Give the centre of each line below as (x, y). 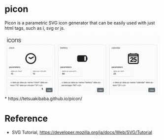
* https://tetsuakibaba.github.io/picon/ (43, 98)
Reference (26, 118)
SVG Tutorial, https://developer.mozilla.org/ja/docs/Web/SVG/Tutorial (82, 132)
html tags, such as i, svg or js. (35, 28)
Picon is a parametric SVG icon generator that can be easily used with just (80, 23)
